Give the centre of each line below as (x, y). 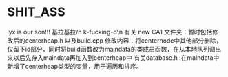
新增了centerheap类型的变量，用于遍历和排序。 (75, 66)
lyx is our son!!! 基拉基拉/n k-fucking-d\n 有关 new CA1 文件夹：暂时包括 (110, 32)
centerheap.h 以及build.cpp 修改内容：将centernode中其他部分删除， (124, 40)
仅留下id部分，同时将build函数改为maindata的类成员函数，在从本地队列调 (111, 49)
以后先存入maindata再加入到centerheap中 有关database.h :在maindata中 (116, 57)
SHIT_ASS (36, 12)
